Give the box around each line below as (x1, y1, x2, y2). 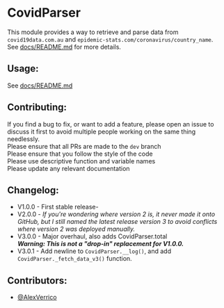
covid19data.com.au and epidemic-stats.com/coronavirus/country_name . (7, 35, 214, 43)
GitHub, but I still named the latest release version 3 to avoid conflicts (17, 218, 218, 226)
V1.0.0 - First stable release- (17, 203, 99, 211)
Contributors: (7, 275, 67, 286)
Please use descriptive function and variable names (7, 156, 156, 165)
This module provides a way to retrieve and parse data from (7, 28, 179, 36)
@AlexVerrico (17, 293, 57, 302)
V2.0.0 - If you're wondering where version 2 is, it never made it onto (17, 210, 216, 218)
